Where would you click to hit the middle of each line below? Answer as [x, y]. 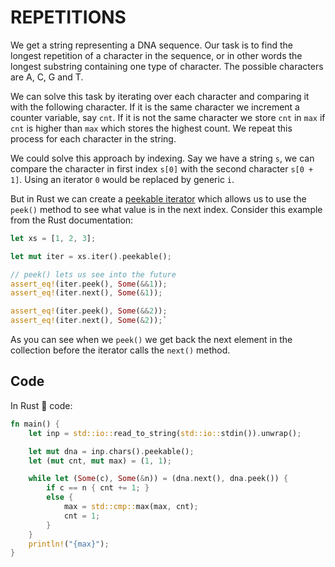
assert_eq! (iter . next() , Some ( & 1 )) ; [86, 293]
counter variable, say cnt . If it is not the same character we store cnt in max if [168, 117]
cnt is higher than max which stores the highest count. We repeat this [151, 128]
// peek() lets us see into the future [93, 274]
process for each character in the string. [93, 138]
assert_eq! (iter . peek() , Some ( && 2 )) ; [89, 311]
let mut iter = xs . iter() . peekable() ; [91, 256]
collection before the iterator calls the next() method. [120, 350]
